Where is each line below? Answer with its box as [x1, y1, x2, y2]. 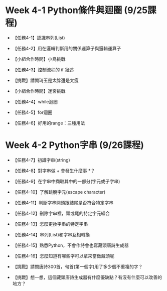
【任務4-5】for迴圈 [12, 109, 53, 115]
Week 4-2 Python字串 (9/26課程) [5, 139, 144, 151]
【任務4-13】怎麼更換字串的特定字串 [12, 221, 88, 227]
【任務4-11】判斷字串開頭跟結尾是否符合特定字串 [12, 199, 114, 206]
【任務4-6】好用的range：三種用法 [12, 120, 85, 126]
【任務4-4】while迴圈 [12, 98, 58, 104]
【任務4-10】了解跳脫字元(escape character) [12, 189, 106, 195]
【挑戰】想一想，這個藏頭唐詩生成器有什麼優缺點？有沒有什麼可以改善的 [12, 274, 162, 280]
